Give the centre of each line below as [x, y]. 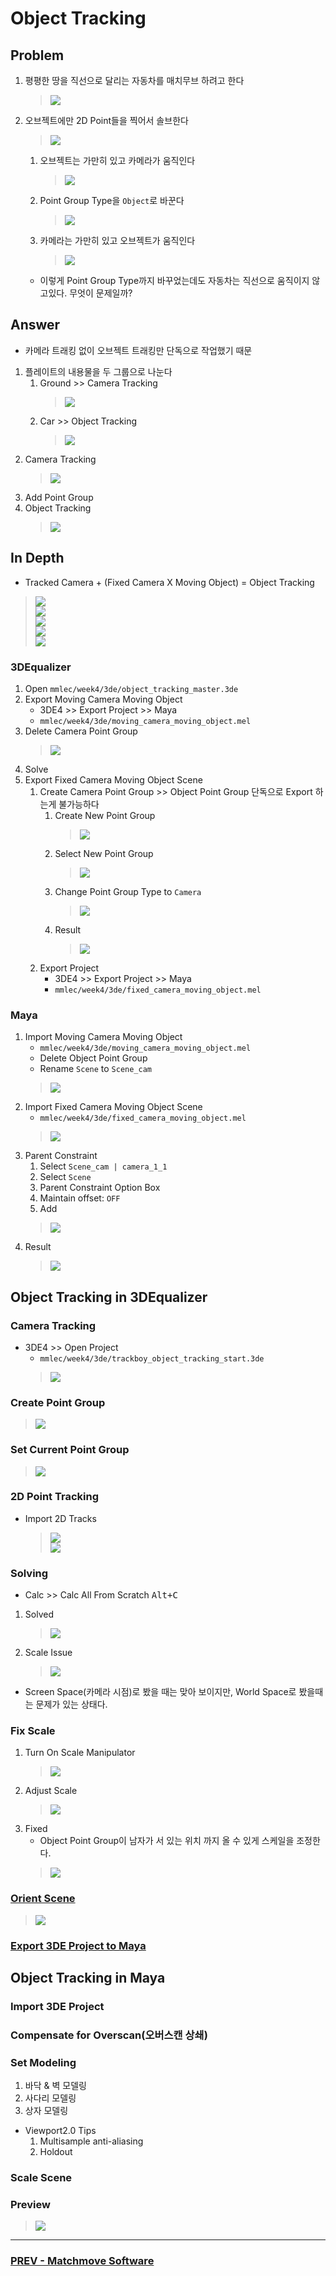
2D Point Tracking [54, 1497]
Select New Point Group [104, 853]
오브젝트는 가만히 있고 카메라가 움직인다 [117, 160]
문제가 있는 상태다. [71, 1704]
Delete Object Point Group [93, 1058]
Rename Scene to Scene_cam [96, 1069]
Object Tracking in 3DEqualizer [109, 1297]
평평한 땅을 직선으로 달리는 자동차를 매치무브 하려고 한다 [134, 80]
